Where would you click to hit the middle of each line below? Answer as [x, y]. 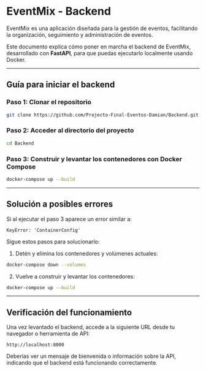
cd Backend [20, 143]
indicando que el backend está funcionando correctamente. [82, 363]
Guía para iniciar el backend [61, 85]
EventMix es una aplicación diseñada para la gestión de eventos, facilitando [102, 28]
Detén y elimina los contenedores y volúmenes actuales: [86, 253]
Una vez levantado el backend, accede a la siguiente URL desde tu [91, 327]
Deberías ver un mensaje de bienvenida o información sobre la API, [91, 356]
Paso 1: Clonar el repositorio [49, 102]
